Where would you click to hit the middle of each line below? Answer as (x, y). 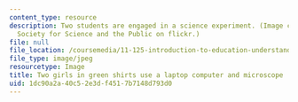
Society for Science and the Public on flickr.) (109, 34)
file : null (29, 42)
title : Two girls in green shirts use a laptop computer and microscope (146, 75)
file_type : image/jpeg (51, 59)
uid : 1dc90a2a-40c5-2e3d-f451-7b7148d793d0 (91, 83)
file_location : (37, 51)
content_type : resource (53, 17)
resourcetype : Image (47, 67)
